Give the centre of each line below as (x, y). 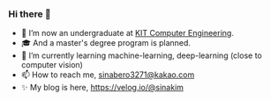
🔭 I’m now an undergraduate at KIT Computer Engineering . (128, 33)
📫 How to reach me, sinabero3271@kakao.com (108, 75)
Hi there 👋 (30, 14)
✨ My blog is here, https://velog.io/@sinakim (102, 88)
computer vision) (52, 65)
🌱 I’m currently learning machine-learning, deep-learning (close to (141, 55)
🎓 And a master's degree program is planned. (106, 43)
